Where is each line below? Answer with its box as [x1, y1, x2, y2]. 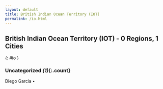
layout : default [5, 7, 38, 12]
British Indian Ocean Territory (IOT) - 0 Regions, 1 [5, 34, 159, 43]
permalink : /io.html [5, 16, 48, 21]
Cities [5, 42, 24, 50]
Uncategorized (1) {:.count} [5, 67, 71, 74]
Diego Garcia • [5, 78, 35, 84]
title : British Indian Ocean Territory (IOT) [5, 12, 100, 17]
